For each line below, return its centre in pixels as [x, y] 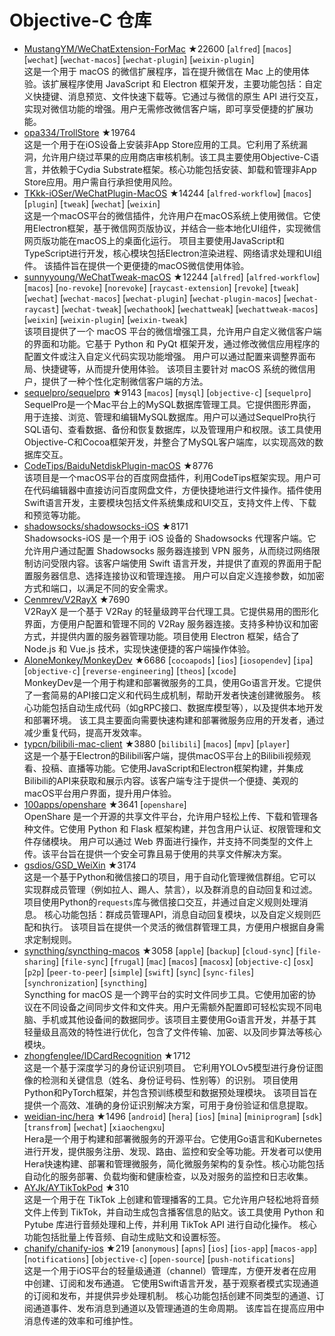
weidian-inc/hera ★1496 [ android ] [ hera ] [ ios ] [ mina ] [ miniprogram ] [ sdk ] [173, 1116]
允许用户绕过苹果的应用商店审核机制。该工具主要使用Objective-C [176, 157]
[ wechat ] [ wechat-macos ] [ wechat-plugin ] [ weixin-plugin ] [139, 59]
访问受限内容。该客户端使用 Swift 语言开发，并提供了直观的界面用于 [172, 563]
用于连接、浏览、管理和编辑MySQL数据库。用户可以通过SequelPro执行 [169, 417]
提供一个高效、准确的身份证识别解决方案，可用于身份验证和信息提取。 [168, 1105]
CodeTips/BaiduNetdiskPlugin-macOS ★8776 [118, 465]
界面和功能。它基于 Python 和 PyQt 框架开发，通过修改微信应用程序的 [176, 343]
